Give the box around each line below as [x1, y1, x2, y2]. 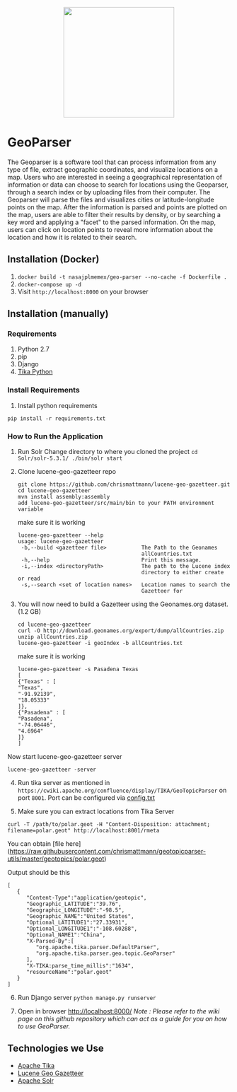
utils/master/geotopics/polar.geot [7, 854, 105, 863]
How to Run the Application [7, 431, 104, 441]
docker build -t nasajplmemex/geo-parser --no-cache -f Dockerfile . [17, 273, 228, 281]
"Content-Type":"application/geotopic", [25, 895, 147, 902]
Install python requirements [17, 401, 98, 409]
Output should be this [7, 869, 71, 877]
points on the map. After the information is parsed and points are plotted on [7, 202, 228, 211]
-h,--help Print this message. [21, 557, 202, 564]
